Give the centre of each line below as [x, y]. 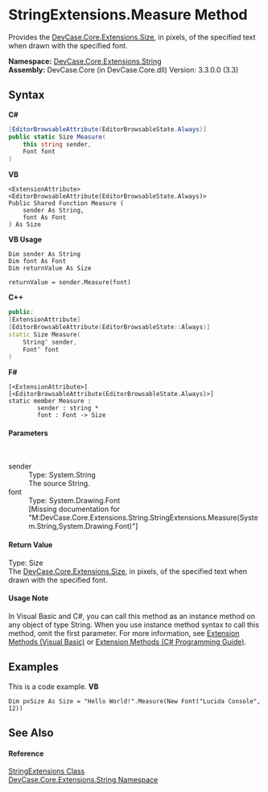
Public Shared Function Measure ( [66, 204]
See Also [31, 733]
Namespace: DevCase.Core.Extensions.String [85, 61]
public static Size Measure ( [57, 137]
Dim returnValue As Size [50, 268]
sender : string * [68, 408]
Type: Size [26, 563]
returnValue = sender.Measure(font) [70, 283]
